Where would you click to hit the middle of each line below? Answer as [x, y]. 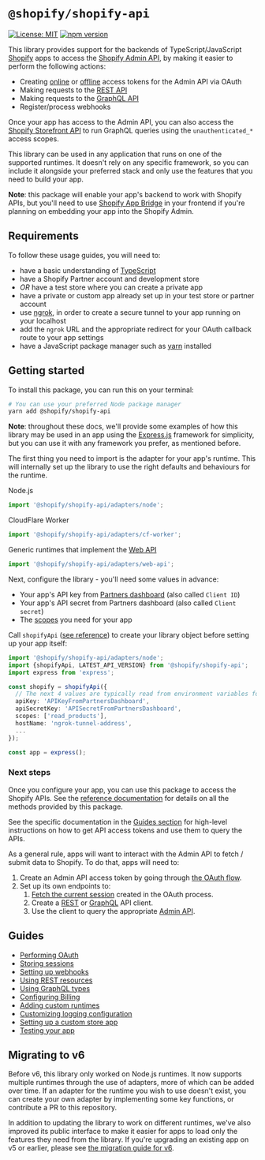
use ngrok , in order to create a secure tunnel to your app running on [130, 312]
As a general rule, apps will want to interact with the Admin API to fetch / [126, 854]
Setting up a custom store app [69, 1022]
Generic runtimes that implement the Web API [82, 550]
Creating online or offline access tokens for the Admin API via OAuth [131, 81]
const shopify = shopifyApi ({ [58, 687]
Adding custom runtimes [60, 1005]
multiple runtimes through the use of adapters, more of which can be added [131, 1083]
